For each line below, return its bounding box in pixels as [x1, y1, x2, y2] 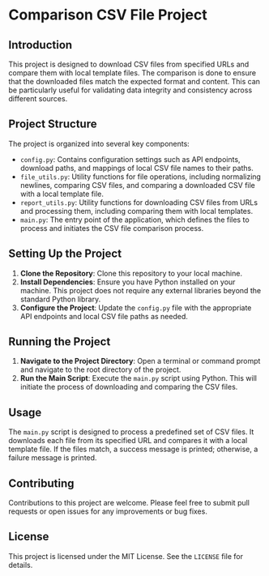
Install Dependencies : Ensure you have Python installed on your [19, 277, 236, 287]
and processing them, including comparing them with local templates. [19, 206, 254, 215]
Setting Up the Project [8, 247, 122, 261]
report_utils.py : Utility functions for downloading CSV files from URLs [19, 197, 258, 207]
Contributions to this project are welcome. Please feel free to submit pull [8, 498, 250, 508]
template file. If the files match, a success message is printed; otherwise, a [8, 444, 258, 454]
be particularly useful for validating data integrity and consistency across [8, 85, 253, 95]
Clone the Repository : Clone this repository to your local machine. [19, 268, 243, 278]
